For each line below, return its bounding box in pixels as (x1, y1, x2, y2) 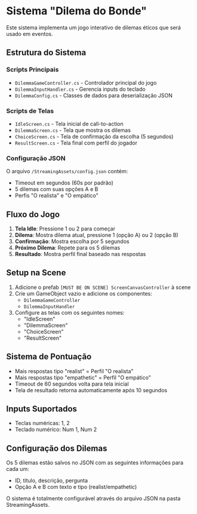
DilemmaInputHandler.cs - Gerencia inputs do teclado (14, 85, 146, 93)
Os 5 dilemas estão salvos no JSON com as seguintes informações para (6, 459, 184, 466)
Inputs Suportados (6, 404, 78, 414)
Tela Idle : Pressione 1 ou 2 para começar (14, 225, 116, 232)
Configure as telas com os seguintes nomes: (14, 309, 125, 316)
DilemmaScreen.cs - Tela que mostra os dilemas (14, 127, 131, 134)
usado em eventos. (6, 30, 53, 37)
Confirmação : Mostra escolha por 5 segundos (14, 238, 130, 245)
